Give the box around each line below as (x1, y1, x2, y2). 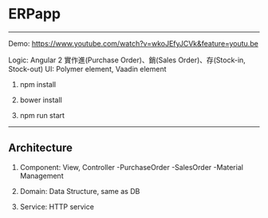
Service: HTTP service (19, 201, 94, 212)
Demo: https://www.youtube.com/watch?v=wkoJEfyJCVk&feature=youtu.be (8, 38, 259, 48)
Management (19, 171, 64, 180)
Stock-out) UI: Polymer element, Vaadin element (8, 64, 167, 73)
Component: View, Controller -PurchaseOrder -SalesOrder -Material (19, 162, 243, 172)
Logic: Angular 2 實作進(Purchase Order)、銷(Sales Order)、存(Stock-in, (8, 55, 246, 65)
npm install (19, 79, 57, 89)
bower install (19, 95, 62, 105)
